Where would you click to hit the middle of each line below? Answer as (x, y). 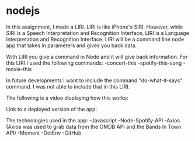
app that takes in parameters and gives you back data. (72, 45)
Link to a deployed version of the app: (52, 109)
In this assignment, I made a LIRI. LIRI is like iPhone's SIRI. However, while (95, 27)
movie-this (19, 69)
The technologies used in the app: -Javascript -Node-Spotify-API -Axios (93, 120)
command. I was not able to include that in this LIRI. (68, 86)
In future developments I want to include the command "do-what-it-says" (94, 80)
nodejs (23, 11)
